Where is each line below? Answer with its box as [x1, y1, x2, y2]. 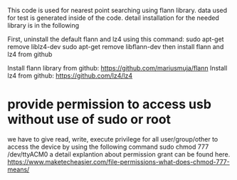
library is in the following [7, 21, 80, 29]
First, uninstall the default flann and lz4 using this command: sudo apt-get [7, 35, 224, 43]
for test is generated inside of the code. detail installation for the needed [7, 14, 219, 22]
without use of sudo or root [7, 112, 172, 127]
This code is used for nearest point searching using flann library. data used [7, 6, 228, 14]
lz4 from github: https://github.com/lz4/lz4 [7, 71, 133, 80]
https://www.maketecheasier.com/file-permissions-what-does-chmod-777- [7, 157, 230, 166]
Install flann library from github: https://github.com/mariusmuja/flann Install [7, 64, 228, 72]
